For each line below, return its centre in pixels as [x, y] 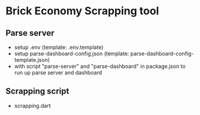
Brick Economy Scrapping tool [82, 11]
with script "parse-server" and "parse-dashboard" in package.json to [100, 66]
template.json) [32, 60]
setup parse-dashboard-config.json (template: [72, 54]
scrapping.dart [33, 105]
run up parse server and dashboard [58, 72]
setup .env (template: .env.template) [59, 47]
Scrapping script [37, 91]
